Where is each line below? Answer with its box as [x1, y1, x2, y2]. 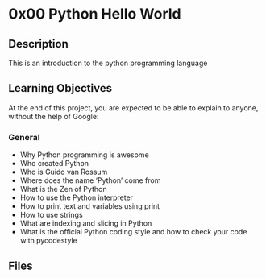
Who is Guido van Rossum [19, 167, 108, 177]
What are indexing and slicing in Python [19, 218, 152, 228]
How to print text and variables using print [19, 201, 160, 211]
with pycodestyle [19, 235, 78, 246]
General [8, 131, 40, 143]
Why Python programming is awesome [19, 150, 149, 160]
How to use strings [19, 210, 83, 220]
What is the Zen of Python [19, 185, 107, 194]
